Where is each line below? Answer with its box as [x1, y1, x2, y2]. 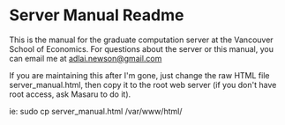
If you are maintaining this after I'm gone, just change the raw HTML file [9, 70, 270, 80]
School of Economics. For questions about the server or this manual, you [9, 43, 274, 54]
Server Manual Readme [9, 5, 184, 26]
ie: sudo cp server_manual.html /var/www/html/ [9, 106, 183, 116]
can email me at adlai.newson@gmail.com [9, 53, 162, 63]
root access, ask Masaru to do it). [9, 89, 131, 99]
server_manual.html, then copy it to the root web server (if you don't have [9, 79, 277, 90]
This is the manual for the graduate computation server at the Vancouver [9, 34, 274, 45]
